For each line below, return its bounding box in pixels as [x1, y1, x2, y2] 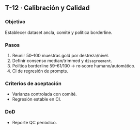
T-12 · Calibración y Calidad [5, 4, 90, 12]
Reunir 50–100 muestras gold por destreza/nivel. [12, 52, 109, 58]
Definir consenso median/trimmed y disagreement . [12, 58, 112, 64]
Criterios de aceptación [5, 80, 62, 87]
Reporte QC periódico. [12, 119, 57, 125]
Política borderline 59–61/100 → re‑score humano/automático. [12, 63, 136, 68]
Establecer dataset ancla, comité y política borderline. [5, 29, 112, 35]
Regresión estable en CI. [12, 97, 62, 102]
